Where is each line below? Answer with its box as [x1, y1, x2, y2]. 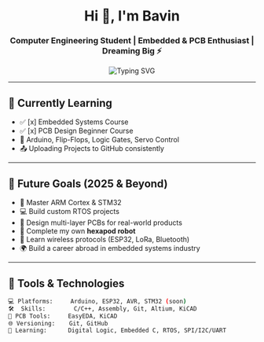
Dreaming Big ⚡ [101, 46, 163, 57]
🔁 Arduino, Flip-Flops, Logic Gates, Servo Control [19, 135, 179, 145]
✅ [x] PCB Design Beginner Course [19, 126, 134, 136]
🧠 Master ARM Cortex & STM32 [19, 198, 122, 208]
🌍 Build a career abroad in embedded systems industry [19, 244, 200, 253]
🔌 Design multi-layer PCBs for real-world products [19, 218, 183, 227]
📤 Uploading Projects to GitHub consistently [19, 144, 165, 153]
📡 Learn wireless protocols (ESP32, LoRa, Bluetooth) [19, 235, 190, 245]
